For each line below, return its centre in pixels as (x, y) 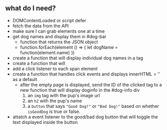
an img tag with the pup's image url (64, 95)
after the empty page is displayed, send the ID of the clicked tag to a (91, 85)
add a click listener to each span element (55, 69)
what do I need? (31, 8)
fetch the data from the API (40, 26)
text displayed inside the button (45, 122)
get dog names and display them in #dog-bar (59, 36)
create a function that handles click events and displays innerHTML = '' (86, 74)
